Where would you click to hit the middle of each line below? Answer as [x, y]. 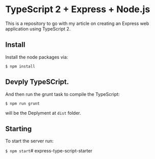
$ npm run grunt [22, 103]
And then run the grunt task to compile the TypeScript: [62, 94]
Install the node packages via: [37, 57]
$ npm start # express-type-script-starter [49, 151]
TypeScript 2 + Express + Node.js [78, 9]
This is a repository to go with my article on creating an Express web [77, 23]
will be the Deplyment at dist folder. [43, 113]
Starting [19, 129]
